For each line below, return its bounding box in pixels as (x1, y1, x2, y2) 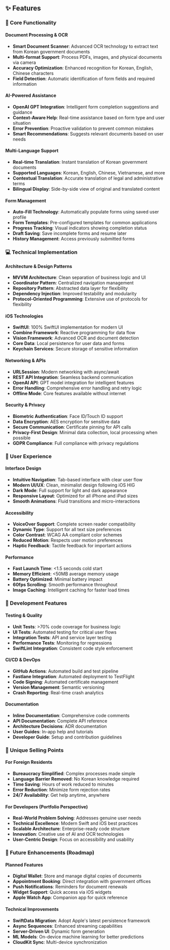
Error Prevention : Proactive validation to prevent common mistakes (12, 125, 154, 131)
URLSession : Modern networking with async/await (12, 369, 119, 375)
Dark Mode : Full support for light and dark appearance (12, 487, 127, 494)
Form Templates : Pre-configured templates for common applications (12, 220, 157, 226)
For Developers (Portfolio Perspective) (5, 803, 88, 810)
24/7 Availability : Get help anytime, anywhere (12, 792, 110, 798)
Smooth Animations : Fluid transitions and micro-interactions (12, 498, 141, 504)
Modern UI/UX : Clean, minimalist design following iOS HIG (12, 482, 135, 488)
